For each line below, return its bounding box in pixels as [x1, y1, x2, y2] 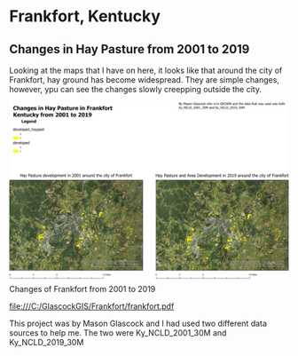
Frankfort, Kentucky [9, 6, 161, 27]
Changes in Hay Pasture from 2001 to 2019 [9, 42, 250, 57]
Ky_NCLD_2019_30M [9, 336, 84, 347]
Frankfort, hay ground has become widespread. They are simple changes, [9, 75, 279, 85]
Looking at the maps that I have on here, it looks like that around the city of [9, 65, 283, 75]
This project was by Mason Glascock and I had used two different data [9, 318, 268, 328]
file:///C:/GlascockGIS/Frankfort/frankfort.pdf [9, 300, 175, 312]
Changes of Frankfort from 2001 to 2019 [9, 283, 156, 294]
